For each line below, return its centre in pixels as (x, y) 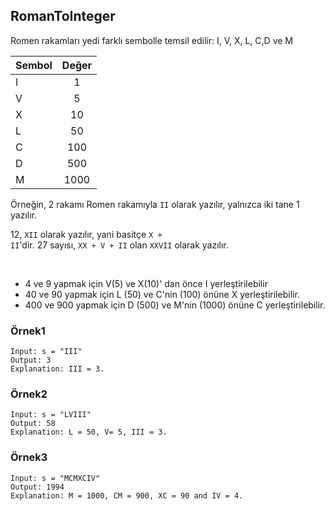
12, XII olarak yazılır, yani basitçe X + (86, 234)
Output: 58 (33, 424)
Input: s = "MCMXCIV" (55, 478)
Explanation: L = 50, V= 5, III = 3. (89, 432)
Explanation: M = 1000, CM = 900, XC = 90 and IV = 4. (127, 495)
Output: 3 (31, 360)
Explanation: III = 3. (57, 369)
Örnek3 (29, 457)
